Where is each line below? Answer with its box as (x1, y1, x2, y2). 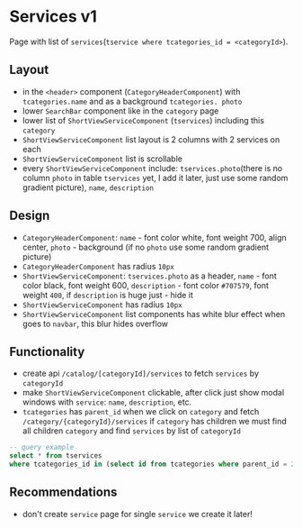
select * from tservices (9, 451, 102, 460)
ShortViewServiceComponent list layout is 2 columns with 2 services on (22, 133, 280, 145)
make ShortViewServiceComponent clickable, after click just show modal (22, 387, 285, 398)
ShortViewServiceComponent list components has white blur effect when (22, 308, 286, 319)
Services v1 (9, 6, 97, 27)
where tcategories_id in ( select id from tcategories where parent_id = (9, 460, 288, 469)
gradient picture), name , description (22, 182, 155, 193)
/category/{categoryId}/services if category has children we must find (22, 416, 288, 427)
